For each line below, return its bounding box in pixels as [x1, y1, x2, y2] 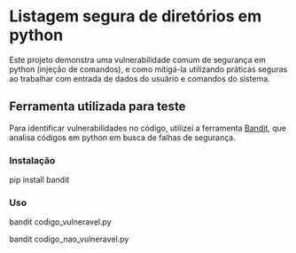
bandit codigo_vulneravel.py [9, 217, 113, 227]
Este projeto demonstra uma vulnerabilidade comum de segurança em [9, 54, 266, 65]
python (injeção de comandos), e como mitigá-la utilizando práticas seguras [9, 64, 288, 75]
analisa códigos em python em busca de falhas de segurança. [9, 131, 237, 143]
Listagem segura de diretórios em [9, 6, 262, 27]
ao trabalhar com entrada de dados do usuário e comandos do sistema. [9, 73, 270, 83]
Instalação [9, 154, 56, 166]
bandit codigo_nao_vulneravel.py [9, 233, 129, 245]
